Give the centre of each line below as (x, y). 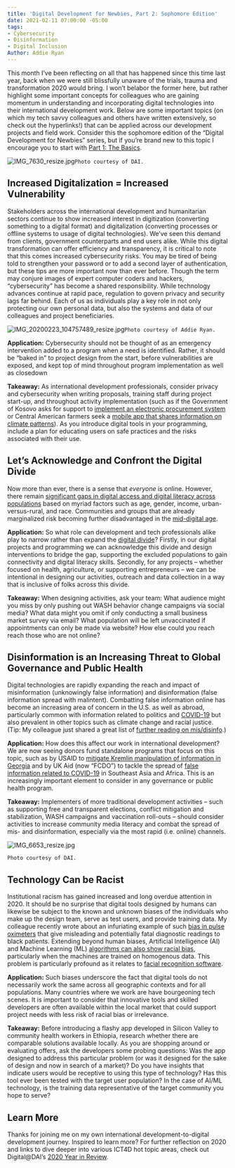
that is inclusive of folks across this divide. (68, 584)
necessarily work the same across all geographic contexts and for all (107, 985)
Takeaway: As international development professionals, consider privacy (113, 386)
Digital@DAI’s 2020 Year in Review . (58, 1157)
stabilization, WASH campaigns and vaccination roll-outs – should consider (116, 817)
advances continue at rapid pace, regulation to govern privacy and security (116, 293)
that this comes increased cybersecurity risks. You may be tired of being (112, 256)
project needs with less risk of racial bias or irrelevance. (88, 1015)
